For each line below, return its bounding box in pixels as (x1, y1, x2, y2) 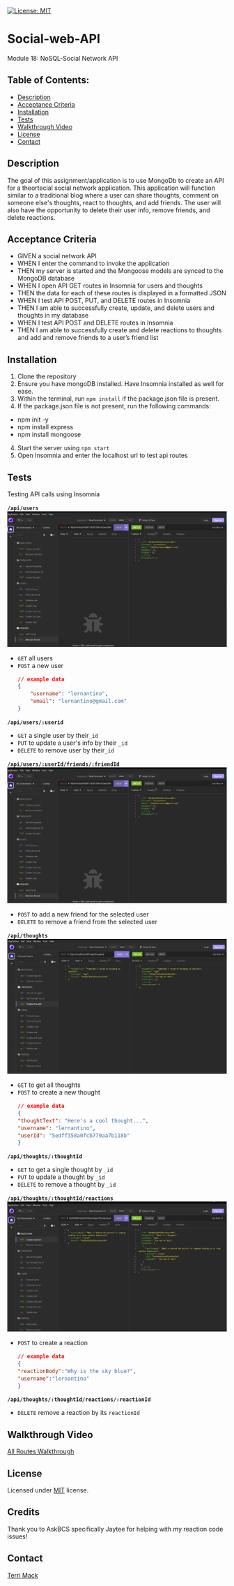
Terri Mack (7, 1571, 38, 1579)
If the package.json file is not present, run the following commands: (17, 402, 211, 410)
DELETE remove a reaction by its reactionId (17, 1409, 141, 1417)
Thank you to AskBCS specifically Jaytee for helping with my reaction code (7, 1525, 224, 1533)
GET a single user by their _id (17, 731, 99, 739)
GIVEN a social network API (17, 252, 97, 260)
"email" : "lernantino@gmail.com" (30, 698, 127, 705)
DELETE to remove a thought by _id (17, 1180, 116, 1189)
